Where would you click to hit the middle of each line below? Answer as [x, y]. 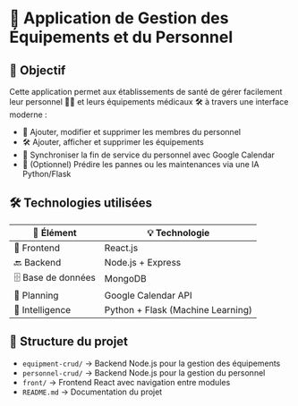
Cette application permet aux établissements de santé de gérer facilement [146, 92]
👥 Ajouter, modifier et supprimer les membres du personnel [132, 132]
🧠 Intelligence [43, 309]
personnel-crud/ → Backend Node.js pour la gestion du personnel [144, 372]
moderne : [28, 114]
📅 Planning [36, 295]
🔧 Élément [55, 233]
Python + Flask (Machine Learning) [178, 309]
